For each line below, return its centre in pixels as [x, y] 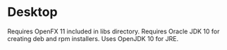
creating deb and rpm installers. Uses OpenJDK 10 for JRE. [93, 38]
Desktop [32, 12]
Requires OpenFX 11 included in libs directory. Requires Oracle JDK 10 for [114, 31]
